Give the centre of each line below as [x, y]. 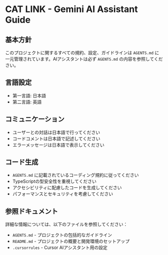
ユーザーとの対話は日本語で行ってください [56, 132]
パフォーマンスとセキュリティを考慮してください [63, 194]
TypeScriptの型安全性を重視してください [54, 181]
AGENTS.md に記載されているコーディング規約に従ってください [75, 175]
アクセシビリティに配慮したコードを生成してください [67, 188]
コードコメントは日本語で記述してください [56, 139]
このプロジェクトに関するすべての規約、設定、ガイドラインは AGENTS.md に [82, 53]
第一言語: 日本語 [29, 95]
